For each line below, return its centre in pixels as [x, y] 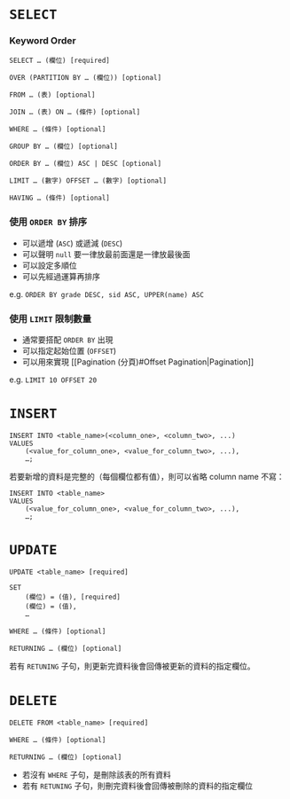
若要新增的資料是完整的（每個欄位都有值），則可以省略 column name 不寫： [147, 477]
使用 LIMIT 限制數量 [50, 318]
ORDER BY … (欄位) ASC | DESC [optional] [86, 164]
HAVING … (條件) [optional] [60, 198]
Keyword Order [43, 41]
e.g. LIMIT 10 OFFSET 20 [53, 380]
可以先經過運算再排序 [61, 276]
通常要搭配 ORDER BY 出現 [67, 340]
